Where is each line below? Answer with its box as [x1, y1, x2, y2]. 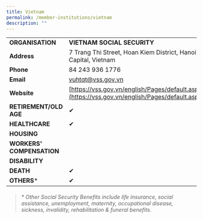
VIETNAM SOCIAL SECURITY [68, 39, 155, 47]
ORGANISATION [9, 39, 56, 47]
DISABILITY [9, 157, 43, 165]
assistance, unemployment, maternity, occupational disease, [21, 200, 173, 207]
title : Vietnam [6, 8, 45, 15]
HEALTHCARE [9, 120, 50, 129]
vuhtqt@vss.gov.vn [68, 75, 124, 84]
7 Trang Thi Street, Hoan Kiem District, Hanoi [68, 48, 196, 57]
